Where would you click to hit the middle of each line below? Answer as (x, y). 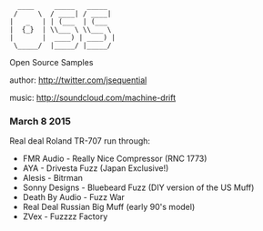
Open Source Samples (51, 62)
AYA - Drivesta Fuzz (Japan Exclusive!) (96, 168)
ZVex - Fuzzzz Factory (65, 216)
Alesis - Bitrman (53, 178)
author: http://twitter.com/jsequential (78, 80)
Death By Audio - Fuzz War (74, 197)
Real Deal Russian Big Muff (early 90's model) (109, 207)
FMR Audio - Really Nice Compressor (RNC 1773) (115, 159)
